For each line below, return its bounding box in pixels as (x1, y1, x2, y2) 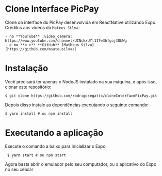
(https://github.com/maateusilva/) (5, 47, 77, 51)
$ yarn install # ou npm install (5, 111, 73, 116)
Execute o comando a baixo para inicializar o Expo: (5, 143, 107, 149)
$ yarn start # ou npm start (7, 153, 66, 158)
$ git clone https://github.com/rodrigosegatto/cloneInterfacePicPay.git (5, 93, 158, 98)
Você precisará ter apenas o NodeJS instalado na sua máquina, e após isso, (5, 79, 157, 84)
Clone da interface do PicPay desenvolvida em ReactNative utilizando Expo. (5, 19, 157, 25)
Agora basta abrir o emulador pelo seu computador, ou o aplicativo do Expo (5, 161, 157, 167)
